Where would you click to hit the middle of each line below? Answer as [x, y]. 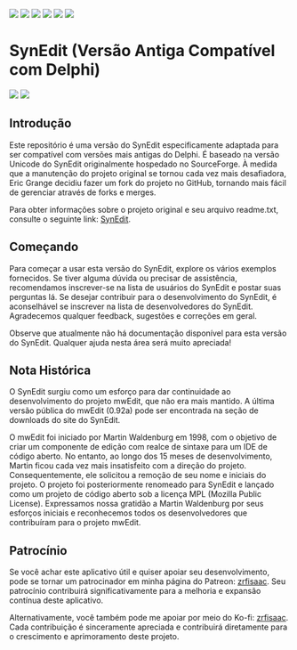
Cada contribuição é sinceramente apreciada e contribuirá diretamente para [148, 627]
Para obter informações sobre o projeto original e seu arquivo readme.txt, [144, 209]
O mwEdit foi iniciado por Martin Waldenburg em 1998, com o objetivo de [143, 437]
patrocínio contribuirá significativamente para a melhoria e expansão [135, 591]
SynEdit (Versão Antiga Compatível [142, 51]
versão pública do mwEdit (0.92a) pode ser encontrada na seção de [134, 410]
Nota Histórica [50, 370]
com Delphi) [55, 70]
